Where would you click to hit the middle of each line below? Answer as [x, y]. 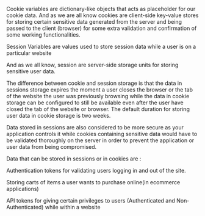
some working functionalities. [43, 35]
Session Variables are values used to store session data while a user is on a [101, 46]
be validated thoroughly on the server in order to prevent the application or [100, 140]
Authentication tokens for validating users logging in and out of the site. [96, 171]
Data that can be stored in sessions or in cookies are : [74, 159]
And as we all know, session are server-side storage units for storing [92, 65]
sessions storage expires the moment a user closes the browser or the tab [100, 90]
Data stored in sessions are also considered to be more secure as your [95, 127]
